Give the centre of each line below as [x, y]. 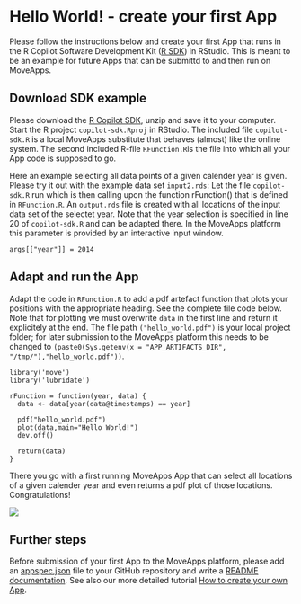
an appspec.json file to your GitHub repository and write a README [134, 571]
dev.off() [35, 435]
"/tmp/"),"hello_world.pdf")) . [67, 356]
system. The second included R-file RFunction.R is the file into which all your [150, 148]
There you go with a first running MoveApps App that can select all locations [151, 475]
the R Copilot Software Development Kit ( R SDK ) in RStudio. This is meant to [150, 50]
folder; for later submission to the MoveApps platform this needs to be [139, 337]
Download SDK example [78, 98]
